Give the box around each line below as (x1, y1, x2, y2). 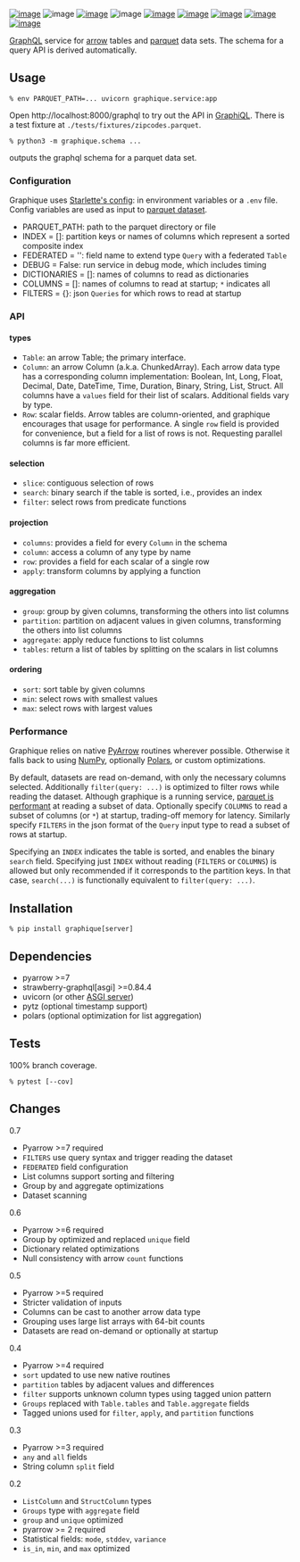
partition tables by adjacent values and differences (21, 1379, 214, 1390)
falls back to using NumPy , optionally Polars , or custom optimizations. (9, 755, 266, 766)
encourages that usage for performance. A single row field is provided (21, 419, 279, 429)
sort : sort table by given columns (21, 684, 146, 695)
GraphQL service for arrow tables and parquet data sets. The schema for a (9, 36, 284, 46)
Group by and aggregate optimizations (21, 1180, 164, 1191)
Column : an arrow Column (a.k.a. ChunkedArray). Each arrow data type (21, 361, 280, 372)
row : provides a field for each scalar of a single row (21, 556, 210, 567)
